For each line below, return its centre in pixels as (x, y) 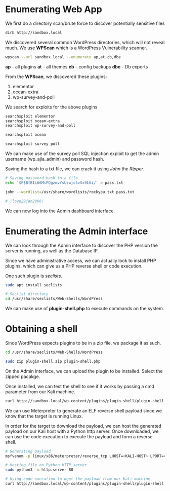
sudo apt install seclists (34, 285)
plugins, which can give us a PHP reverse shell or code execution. (74, 266)
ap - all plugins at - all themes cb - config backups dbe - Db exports (77, 66)
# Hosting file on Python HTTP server (46, 465)
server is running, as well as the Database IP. (52, 251)
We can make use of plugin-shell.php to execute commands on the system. (85, 309)
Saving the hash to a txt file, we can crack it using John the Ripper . (75, 169)
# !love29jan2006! (25, 201)
